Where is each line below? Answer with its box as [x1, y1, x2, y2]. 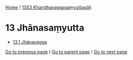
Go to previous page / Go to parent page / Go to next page [5, 48, 128, 55]
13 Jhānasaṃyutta [5, 22, 85, 34]
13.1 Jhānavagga [12, 39, 47, 45]
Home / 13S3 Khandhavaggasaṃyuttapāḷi [5, 5, 91, 10]
